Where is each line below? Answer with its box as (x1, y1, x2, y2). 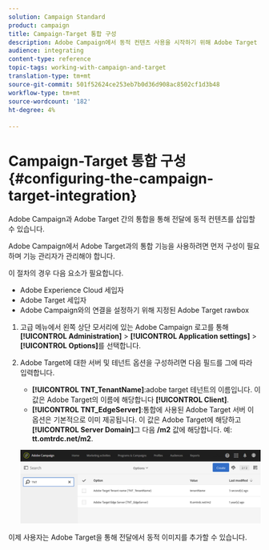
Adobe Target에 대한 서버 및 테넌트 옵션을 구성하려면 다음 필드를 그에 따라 (19, 358, 253, 367)
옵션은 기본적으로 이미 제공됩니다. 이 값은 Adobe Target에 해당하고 (31, 415, 242, 424)
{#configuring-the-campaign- (8, 170, 214, 188)
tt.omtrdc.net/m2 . (31, 434, 94, 444)
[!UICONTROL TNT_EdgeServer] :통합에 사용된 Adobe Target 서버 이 (31, 405, 255, 415)
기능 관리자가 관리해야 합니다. (22, 251, 115, 261)
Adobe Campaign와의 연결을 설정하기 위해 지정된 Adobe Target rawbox (19, 305, 250, 315)
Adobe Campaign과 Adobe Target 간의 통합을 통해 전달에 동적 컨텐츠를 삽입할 (8, 215, 256, 224)
